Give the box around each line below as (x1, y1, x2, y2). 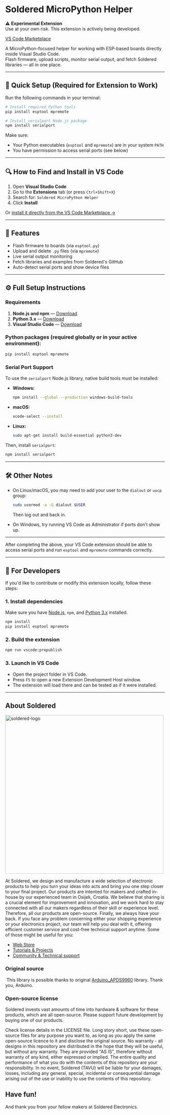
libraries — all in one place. (5, 61, 62, 68)
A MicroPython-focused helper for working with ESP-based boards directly (5, 45, 162, 51)
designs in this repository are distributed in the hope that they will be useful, (5, 1043, 164, 1049)
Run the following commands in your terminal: (5, 94, 101, 101)
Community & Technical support (12, 953, 80, 959)
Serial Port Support (5, 364, 54, 371)
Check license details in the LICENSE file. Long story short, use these (5, 1027, 150, 1033)
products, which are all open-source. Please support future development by (5, 1011, 163, 1018)
